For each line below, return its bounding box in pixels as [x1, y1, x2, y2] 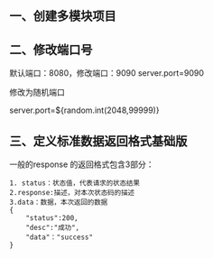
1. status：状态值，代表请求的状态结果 [9, 179, 140, 188]
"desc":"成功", [25, 224, 80, 233]
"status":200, [25, 214, 79, 223]
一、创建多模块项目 [9, 8, 116, 24]
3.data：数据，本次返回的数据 [9, 198, 108, 207]
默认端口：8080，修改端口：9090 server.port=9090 [9, 68, 205, 78]
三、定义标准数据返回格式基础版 [9, 134, 188, 149]
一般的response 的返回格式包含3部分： [9, 159, 154, 170]
